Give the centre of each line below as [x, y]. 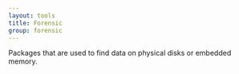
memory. [23, 61]
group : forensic [35, 30]
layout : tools [32, 16]
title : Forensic [35, 23]
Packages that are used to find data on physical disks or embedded [120, 53]
